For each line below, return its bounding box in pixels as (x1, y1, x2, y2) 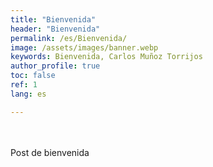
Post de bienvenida (10, 146, 90, 158)
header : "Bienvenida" (10, 24, 101, 34)
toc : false (10, 71, 56, 81)
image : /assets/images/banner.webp (10, 42, 159, 53)
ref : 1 (10, 80, 38, 90)
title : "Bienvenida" (10, 14, 97, 25)
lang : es (10, 89, 47, 99)
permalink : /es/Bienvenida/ (10, 33, 128, 43)
